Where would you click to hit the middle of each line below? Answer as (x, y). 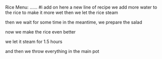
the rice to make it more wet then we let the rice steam (62, 12)
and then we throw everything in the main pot (52, 51)
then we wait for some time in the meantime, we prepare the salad (74, 22)
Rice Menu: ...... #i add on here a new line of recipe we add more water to (81, 7)
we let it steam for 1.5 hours (34, 41)
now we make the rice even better (40, 32)
